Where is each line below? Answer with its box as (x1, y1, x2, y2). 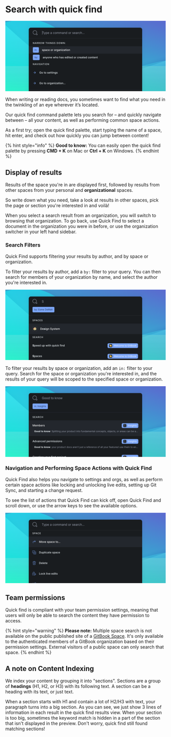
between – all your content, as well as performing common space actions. (5, 117, 160, 123)
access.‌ (5, 618, 22, 624)
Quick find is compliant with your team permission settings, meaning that (5, 607, 158, 613)
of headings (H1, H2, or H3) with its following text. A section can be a (5, 683, 151, 689)
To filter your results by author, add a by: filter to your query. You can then (5, 269, 161, 275)
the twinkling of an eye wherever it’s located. (5, 102, 99, 108)
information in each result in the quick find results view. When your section (5, 709, 162, 716)
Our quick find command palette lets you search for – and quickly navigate (5, 111, 161, 118)
